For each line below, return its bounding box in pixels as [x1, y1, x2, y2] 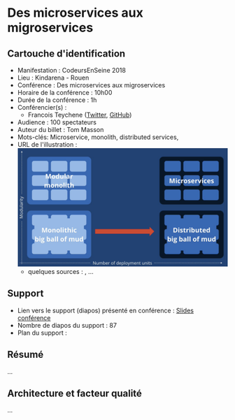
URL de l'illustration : [17, 140, 78, 148]
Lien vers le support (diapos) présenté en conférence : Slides [17, 306, 194, 314]
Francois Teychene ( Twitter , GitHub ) [27, 110, 132, 119]
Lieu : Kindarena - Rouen [17, 73, 90, 82]
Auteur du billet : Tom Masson [17, 126, 104, 133]
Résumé [7, 349, 44, 361]
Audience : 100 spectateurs [17, 118, 97, 126]
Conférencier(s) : [17, 103, 67, 111]
